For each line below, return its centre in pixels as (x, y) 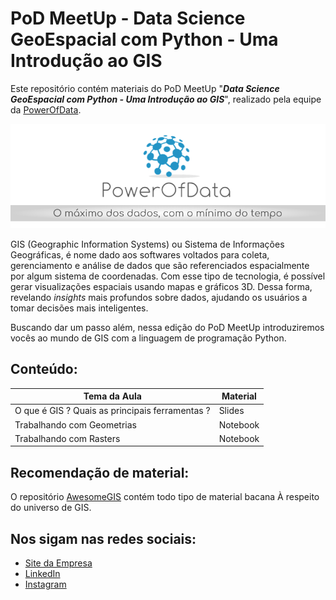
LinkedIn (42, 574)
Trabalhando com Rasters (67, 438)
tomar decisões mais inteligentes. (79, 308)
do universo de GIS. (51, 508)
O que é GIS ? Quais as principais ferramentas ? (112, 411)
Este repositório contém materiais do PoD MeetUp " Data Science (145, 88)
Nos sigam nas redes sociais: (103, 538)
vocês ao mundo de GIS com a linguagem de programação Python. (148, 338)
